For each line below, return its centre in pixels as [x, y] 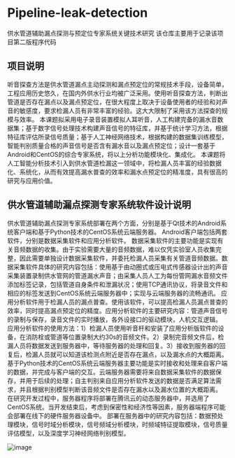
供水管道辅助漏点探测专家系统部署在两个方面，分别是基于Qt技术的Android [114, 223]
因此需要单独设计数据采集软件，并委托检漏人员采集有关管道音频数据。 [120, 258]
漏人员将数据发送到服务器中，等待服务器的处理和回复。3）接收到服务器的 [113, 345]
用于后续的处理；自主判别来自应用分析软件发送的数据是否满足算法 [120, 380]
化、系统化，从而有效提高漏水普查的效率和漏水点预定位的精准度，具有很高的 [117, 172]
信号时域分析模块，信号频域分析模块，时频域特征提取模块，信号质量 [129, 424]
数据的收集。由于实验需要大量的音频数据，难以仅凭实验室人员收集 [120, 249]
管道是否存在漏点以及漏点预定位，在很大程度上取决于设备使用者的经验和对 [114, 102]
